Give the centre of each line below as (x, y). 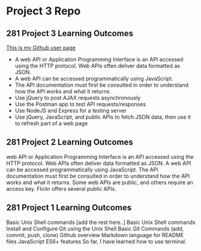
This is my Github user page (41, 48)
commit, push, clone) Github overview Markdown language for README (95, 235)
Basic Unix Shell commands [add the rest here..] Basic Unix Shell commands (101, 222)
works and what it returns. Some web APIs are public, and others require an (100, 182)
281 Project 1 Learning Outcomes (69, 208)
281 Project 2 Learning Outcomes (70, 142)
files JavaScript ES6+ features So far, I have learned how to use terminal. (97, 241)
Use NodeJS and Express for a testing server (71, 110)
